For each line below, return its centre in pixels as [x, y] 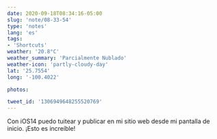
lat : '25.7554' [29, 71]
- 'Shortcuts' [27, 45]
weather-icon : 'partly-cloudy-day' [58, 64]
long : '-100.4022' [33, 77]
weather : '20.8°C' [33, 52]
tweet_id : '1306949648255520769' [55, 102]
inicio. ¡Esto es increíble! [41, 129]
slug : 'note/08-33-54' [39, 20]
